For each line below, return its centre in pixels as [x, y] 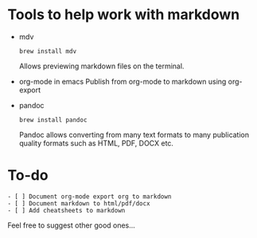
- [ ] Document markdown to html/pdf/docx [79, 203]
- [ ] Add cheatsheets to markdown [66, 210]
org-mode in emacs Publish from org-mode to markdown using [123, 81]
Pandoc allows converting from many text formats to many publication [134, 135]
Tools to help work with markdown [124, 15]
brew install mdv [48, 51]
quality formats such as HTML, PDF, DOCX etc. [96, 143]
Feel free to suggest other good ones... [72, 225]
